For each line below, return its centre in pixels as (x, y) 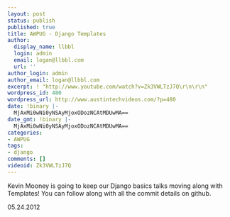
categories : (25, 133)
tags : (15, 146)
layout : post (27, 14)
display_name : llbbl (44, 47)
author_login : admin (38, 73)
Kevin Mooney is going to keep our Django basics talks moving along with (115, 186)
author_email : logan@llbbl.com (54, 80)
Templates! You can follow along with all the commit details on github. (109, 193)
